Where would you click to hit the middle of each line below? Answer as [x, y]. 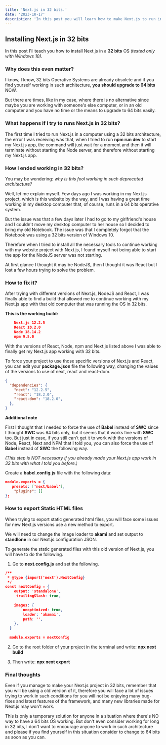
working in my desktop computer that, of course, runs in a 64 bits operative [82, 204]
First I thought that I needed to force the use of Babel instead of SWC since [82, 427]
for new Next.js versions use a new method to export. [60, 524]
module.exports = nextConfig [40, 637]
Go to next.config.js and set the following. [56, 564]
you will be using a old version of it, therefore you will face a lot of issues [79, 691]
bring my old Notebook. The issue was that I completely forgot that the [77, 230]
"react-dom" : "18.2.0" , [39, 399]
